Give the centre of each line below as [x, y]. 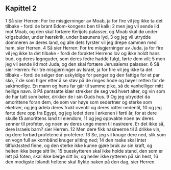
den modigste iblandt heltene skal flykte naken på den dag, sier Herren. [80, 162]
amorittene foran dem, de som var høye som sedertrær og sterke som [79, 102]
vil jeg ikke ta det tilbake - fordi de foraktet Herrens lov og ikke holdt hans [82, 53]
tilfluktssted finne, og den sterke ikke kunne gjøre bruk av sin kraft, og [79, 145]
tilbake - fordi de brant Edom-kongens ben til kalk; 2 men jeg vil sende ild [82, 26]
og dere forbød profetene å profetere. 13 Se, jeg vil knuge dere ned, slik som [86, 134]
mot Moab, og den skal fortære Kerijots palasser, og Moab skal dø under [81, 31]
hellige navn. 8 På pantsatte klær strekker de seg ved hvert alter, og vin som [85, 91]
